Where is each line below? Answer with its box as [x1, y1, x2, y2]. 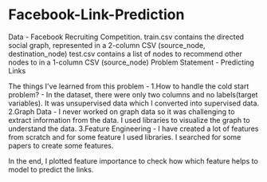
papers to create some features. [8, 140, 114, 150]
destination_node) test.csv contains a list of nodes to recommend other [8, 49, 243, 58]
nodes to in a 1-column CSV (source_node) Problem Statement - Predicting [8, 57, 255, 67]
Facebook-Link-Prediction [8, 6, 185, 24]
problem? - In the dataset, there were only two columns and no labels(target [8, 89, 258, 99]
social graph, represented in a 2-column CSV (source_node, [8, 40, 206, 49]
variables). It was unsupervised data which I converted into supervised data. [8, 98, 260, 108]
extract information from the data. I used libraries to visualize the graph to [8, 115, 250, 125]
